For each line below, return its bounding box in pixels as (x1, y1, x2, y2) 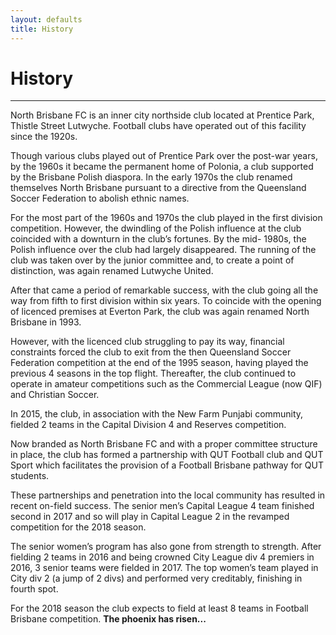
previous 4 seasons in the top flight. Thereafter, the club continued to (10, 367, 297, 380)
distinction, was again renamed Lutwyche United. (10, 265, 214, 277)
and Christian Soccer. (10, 389, 100, 401)
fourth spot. (10, 583, 59, 595)
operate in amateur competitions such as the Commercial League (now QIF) (10, 378, 323, 390)
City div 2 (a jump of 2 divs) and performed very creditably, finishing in (10, 572, 303, 585)
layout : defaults (10, 14, 83, 25)
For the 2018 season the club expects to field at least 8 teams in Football (10, 602, 309, 615)
